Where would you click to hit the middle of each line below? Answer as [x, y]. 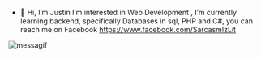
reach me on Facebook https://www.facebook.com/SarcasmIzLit [128, 29]
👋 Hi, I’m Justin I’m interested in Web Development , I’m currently [128, 12]
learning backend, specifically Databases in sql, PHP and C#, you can [137, 21]
